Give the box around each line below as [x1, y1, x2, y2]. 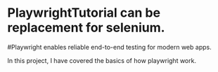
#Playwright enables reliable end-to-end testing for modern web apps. [7, 43, 212, 51]
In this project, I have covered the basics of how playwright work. [7, 56, 197, 64]
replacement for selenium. [7, 20, 165, 36]
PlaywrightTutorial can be [7, 5, 160, 21]
